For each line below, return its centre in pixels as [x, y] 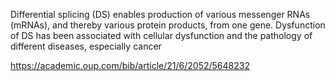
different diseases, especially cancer [86, 46]
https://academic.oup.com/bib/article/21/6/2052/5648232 [130, 65]
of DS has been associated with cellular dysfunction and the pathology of [161, 35]
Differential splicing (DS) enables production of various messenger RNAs [160, 14]
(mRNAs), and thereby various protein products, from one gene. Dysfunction [168, 25]
